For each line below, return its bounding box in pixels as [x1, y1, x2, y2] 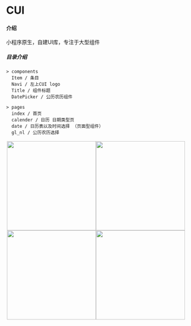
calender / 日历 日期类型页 [11, 117, 75, 123]
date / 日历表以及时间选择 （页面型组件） [11, 123, 104, 130]
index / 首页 [11, 111, 42, 117]
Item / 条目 [11, 75, 40, 81]
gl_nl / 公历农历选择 [11, 130, 59, 136]
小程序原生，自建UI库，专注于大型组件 [6, 39, 100, 46]
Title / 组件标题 [11, 87, 51, 94]
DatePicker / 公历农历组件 [11, 94, 73, 100]
